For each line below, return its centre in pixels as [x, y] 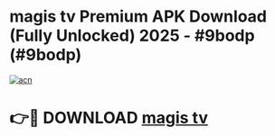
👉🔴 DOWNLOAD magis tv [109, 118]
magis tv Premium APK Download [138, 17]
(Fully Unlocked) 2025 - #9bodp [132, 36]
